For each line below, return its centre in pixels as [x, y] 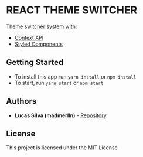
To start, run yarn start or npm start [59, 83]
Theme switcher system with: [42, 26]
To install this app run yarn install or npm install [75, 76]
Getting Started [35, 62]
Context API [29, 37]
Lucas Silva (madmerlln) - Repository [60, 115]
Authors [21, 101]
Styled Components [39, 44]
